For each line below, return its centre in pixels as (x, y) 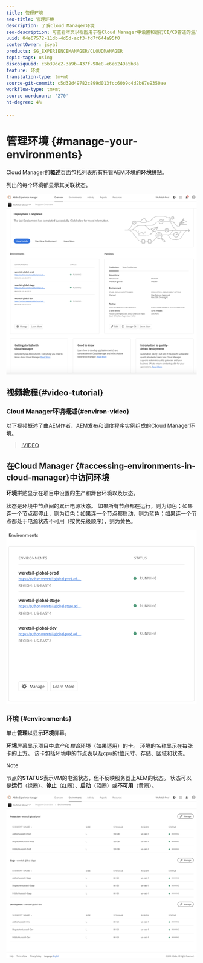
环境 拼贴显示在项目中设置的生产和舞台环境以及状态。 (72, 493)
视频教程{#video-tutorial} (55, 393)
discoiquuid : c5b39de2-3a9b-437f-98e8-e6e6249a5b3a (72, 64)
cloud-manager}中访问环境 (58, 477)
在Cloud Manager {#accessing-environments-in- (101, 466)
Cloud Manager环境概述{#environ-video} (68, 411)
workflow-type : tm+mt (34, 90)
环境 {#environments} (39, 718)
